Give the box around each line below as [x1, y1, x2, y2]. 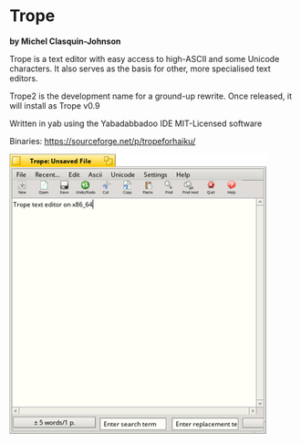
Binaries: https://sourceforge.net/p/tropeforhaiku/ [9, 135, 196, 146]
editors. [9, 72, 38, 83]
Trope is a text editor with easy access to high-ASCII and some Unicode [9, 53, 280, 64]
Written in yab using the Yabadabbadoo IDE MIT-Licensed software [9, 118, 263, 129]
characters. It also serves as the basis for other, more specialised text [9, 63, 271, 74]
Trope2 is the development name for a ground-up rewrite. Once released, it [9, 90, 293, 101]
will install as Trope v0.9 [9, 100, 100, 111]
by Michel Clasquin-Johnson [9, 36, 121, 47]
